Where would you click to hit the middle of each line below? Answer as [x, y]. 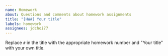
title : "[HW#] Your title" [33, 19]
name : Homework [21, 10]
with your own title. [25, 48]
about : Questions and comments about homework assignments [68, 14]
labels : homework [23, 24]
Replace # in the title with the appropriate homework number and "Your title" [84, 42]
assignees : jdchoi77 [27, 28]
